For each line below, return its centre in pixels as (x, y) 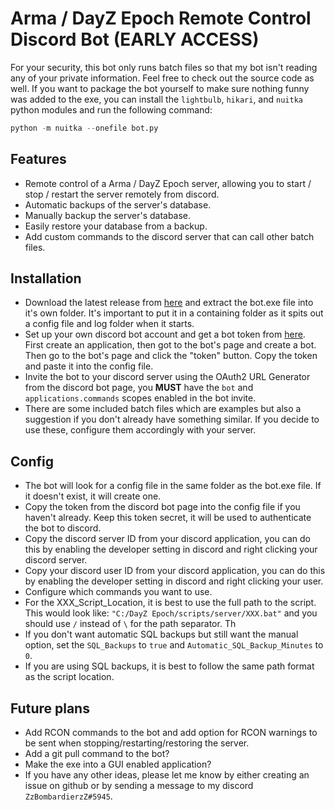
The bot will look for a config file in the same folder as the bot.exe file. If (173, 486)
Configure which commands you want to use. (118, 592)
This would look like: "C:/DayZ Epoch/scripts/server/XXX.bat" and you (171, 613)
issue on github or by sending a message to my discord (139, 786)
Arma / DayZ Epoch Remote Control (161, 18)
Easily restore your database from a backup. (116, 226)
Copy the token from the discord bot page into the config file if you (162, 507)
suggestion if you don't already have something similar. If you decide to (172, 419)
